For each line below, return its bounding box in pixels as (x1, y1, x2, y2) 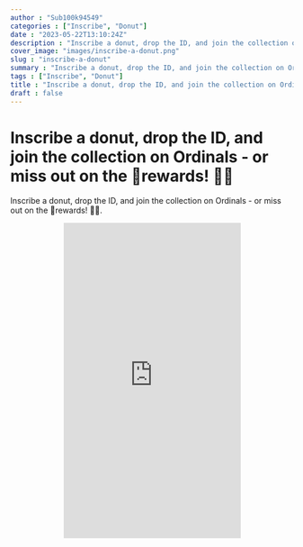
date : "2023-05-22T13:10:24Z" (10, 30, 128, 39)
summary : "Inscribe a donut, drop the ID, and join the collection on (10, 64, 284, 73)
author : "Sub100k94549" (10, 13, 103, 23)
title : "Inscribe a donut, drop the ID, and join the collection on (10, 80, 277, 89)
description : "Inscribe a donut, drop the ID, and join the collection (10, 38, 289, 48)
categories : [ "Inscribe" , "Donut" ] (10, 22, 147, 31)
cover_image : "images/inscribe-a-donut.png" (10, 47, 180, 56)
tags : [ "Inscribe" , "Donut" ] (10, 72, 124, 81)
